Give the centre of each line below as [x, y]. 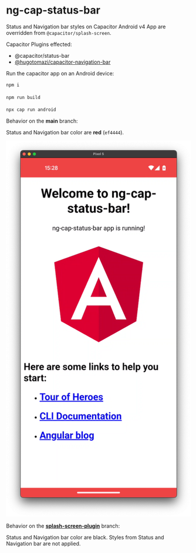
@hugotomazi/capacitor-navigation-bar [62, 62]
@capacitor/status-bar [42, 55]
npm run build [23, 97]
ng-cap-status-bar [53, 10]
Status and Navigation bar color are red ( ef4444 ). [65, 133]
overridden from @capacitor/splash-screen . [59, 32]
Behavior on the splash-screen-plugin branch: [63, 526]
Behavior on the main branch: [42, 121]
